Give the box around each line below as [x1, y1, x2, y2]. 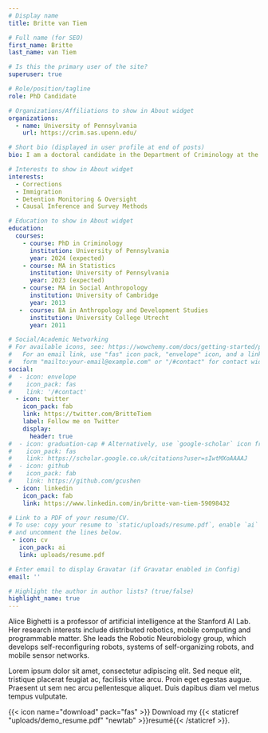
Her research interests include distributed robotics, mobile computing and [8, 625, 251, 635]
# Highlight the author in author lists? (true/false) [8, 587, 195, 595]
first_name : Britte [8, 41, 73, 49]
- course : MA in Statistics [22, 262, 116, 270]
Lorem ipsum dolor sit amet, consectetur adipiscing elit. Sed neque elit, [8, 666, 242, 676]
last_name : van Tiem [8, 49, 77, 57]
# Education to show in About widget [8, 217, 134, 225]
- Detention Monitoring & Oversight [15, 195, 137, 203]
